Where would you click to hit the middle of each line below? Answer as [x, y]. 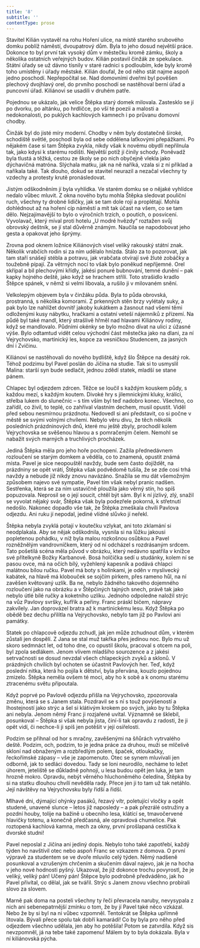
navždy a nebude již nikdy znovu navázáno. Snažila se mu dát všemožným [98, 476]
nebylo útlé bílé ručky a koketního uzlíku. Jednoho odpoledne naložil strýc [97, 595]
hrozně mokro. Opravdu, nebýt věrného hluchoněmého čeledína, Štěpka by [99, 777]
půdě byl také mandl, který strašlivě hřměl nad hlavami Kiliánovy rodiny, [94, 320]
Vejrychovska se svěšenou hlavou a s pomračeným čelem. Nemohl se [92, 433]
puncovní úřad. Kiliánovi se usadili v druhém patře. [68, 91]
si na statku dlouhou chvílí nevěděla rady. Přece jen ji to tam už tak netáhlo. [99, 783]
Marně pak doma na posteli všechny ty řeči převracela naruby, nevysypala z [100, 901]
